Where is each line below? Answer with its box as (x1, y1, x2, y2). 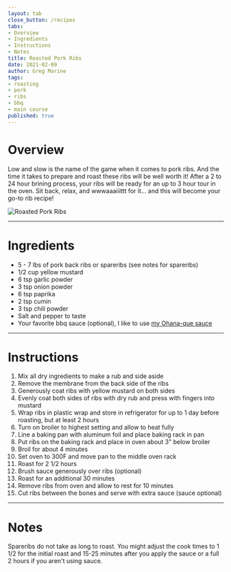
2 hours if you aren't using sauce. (8, 557, 103, 565)
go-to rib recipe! (8, 194, 54, 202)
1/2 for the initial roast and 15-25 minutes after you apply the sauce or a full (8, 549, 219, 558)
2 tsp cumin (17, 297, 51, 305)
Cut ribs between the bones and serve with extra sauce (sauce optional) (17, 489, 222, 497)
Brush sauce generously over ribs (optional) (17, 467, 142, 475)
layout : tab (8, 10, 42, 17)
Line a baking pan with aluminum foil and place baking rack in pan (17, 430, 205, 439)
